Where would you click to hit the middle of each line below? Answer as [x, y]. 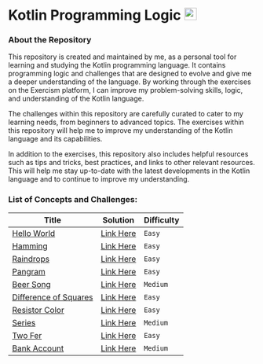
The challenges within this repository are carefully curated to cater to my [126, 114]
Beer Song [31, 284]
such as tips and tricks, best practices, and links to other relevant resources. [131, 163]
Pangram [29, 271]
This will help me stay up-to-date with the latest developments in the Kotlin [129, 171]
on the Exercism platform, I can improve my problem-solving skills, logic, [126, 90]
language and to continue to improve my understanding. [99, 179]
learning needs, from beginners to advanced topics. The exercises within [126, 122]
